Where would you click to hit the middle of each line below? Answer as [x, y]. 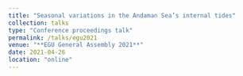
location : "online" [40, 60]
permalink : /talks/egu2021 [53, 38]
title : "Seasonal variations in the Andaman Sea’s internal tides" [122, 15]
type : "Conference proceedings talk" [71, 30]
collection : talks [39, 23]
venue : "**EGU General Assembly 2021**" [76, 45]
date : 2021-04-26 [37, 52]
